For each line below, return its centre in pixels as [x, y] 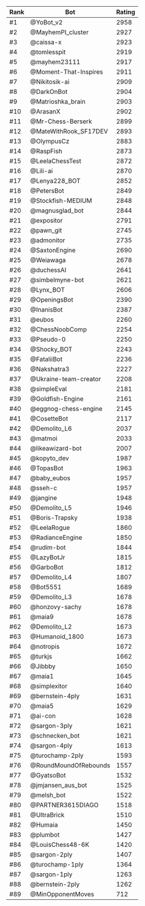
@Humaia [44, 825]
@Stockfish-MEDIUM [61, 201]
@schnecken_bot [55, 736]
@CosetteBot [49, 419]
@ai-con [43, 716]
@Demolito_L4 [51, 577]
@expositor [46, 220]
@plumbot [45, 835]
